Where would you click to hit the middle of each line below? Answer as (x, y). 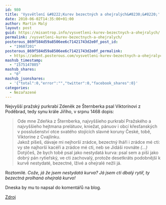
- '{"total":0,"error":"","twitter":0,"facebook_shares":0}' (74, 83)
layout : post (19, 28)
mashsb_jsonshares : (25, 79)
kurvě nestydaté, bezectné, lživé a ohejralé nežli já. (69, 163)
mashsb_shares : (21, 70)
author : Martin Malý (26, 23)
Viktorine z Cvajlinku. (39, 137)
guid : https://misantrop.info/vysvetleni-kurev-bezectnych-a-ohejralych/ (83, 33)
